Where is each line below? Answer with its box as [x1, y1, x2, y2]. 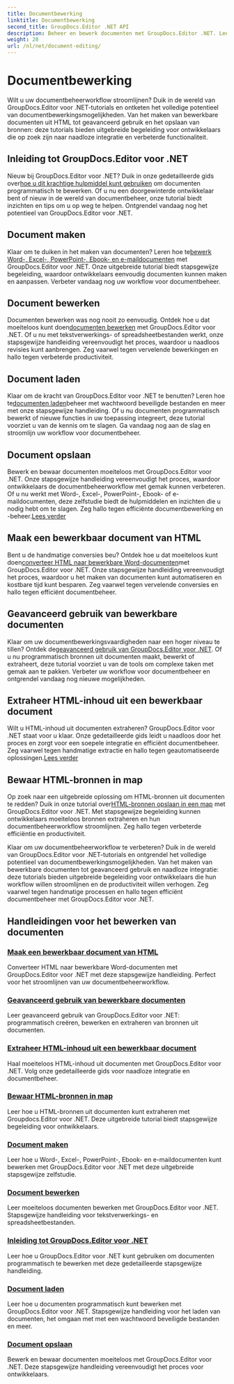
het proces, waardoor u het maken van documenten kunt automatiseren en [7, 573, 222, 581]
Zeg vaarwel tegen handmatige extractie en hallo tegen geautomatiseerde [7, 746, 219, 754]
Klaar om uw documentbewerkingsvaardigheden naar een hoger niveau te [7, 637, 221, 646]
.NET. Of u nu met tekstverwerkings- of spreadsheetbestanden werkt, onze [7, 331, 224, 339]
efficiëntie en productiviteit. [7, 830, 86, 838]
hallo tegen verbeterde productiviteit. [7, 353, 114, 362]
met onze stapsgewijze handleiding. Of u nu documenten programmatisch [7, 406, 220, 415]
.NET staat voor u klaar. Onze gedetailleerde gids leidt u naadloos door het [7, 731, 221, 740]
